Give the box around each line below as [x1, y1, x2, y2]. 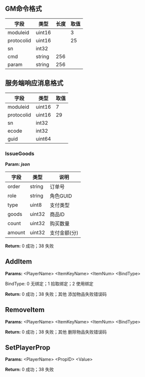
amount [7, 229, 26, 236]
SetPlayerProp [5, 343, 51, 351]
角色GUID [50, 192, 72, 199]
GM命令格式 [5, 4, 42, 13]
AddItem [5, 258, 32, 266]
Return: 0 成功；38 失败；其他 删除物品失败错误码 [5, 329, 107, 335]
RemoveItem [5, 306, 45, 314]
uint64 [36, 135, 51, 142]
